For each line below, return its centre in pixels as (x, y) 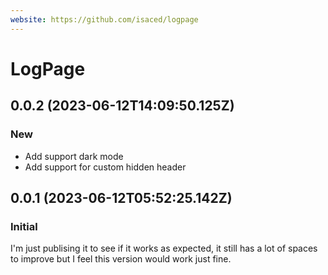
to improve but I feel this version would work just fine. (121, 259)
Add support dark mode (74, 156)
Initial (24, 226)
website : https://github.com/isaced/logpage (104, 19)
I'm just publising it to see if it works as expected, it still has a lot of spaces (164, 248)
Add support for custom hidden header (105, 167)
